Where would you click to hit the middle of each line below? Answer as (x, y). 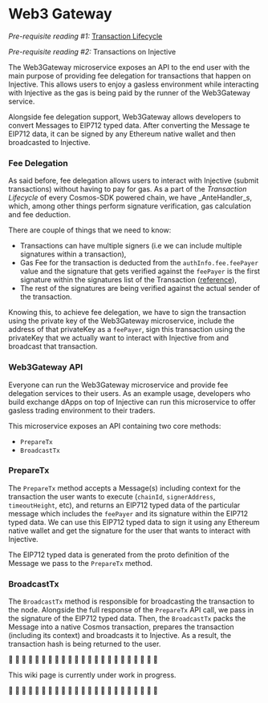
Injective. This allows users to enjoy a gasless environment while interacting (134, 84)
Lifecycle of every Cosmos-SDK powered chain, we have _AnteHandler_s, (130, 198)
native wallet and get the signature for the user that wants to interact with (130, 531)
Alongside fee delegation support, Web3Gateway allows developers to (125, 116)
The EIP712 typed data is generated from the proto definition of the (119, 555)
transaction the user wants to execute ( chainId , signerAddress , (112, 496)
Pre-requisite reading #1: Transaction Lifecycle (85, 36)
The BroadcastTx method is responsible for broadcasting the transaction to (132, 601)
